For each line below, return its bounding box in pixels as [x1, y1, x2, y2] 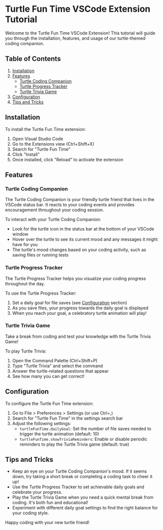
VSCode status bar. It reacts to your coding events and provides [5, 202, 135, 208]
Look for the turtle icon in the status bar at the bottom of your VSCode [12, 226, 155, 232]
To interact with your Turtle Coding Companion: [5, 217, 102, 223]
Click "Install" [12, 151, 40, 157]
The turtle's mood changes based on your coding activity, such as [12, 247, 146, 253]
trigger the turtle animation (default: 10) [19, 430, 99, 437]
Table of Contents [5, 55, 61, 63]
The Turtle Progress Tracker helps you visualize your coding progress [5, 276, 146, 281]
